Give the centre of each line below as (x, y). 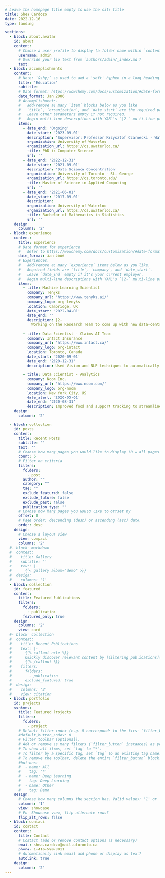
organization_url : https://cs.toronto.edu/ (72, 178)
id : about (24, 42)
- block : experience (30, 233)
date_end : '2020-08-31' (51, 402)
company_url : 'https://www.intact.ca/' (68, 343)
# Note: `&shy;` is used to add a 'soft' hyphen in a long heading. (90, 78)
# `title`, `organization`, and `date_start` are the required (86, 110)
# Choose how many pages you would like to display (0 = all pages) (90, 452)
